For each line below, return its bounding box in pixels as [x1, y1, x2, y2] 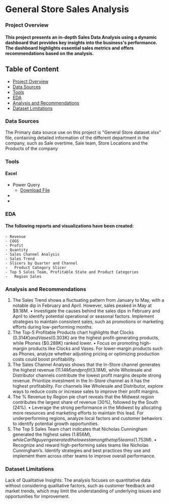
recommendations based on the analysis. [5, 50, 94, 56]
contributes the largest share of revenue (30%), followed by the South [12, 399, 158, 405]
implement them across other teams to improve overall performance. [12, 453, 155, 459]
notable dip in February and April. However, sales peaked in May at [12, 302, 152, 309]
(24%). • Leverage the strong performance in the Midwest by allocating [12, 404, 162, 410]
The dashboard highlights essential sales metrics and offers [5, 44, 134, 51]
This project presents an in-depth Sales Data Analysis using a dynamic [5, 34, 157, 40]
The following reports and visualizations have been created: [5, 223, 134, 229]
